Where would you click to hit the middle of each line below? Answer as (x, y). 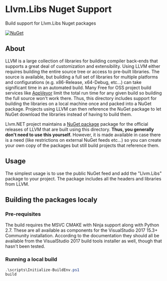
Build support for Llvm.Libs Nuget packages (51, 23)
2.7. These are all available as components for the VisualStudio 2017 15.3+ (81, 230)
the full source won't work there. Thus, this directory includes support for (81, 98)
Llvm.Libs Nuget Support (58, 9)
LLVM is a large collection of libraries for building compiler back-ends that (81, 61)
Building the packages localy (51, 200)
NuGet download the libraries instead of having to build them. (69, 114)
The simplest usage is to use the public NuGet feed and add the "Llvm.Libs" (83, 173)
